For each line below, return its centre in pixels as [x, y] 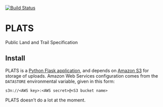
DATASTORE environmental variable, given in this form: [60, 81]
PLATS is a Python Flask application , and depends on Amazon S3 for [77, 70]
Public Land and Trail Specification [42, 42]
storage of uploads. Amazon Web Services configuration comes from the [82, 76]
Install [15, 58]
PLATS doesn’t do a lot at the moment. [45, 100]
